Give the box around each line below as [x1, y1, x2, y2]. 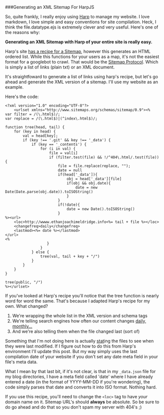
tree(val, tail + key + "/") [40, 254, 100, 259]
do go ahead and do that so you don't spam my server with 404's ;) [5, 404, 142, 410]
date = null [57, 168, 82, 173]
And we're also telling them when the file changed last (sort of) [12, 328, 140, 334]
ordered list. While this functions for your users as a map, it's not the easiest [5, 54, 160, 60]
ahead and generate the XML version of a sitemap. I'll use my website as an [5, 79, 158, 85]
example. [5, 84, 24, 90]
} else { [31, 250, 50, 255]
